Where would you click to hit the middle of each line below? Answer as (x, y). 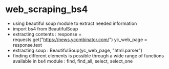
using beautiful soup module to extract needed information (75, 23)
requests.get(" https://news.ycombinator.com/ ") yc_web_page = (80, 40)
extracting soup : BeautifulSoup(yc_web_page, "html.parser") (77, 50)
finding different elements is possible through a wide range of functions (88, 56)
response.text (27, 45)
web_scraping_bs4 (47, 9)
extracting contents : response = (47, 34)
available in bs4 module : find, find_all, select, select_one (73, 61)
